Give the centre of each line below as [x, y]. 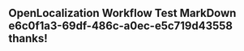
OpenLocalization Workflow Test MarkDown [122, 13]
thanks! [28, 38]
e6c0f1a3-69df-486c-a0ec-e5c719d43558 [121, 26]
